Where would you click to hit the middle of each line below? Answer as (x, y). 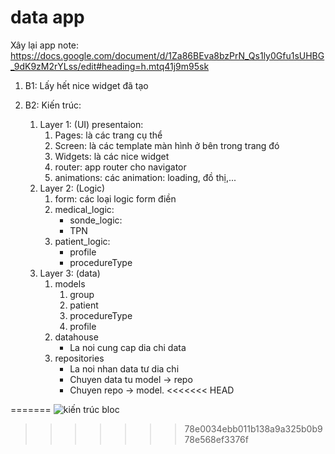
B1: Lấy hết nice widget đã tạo (86, 85)
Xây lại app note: (45, 45)
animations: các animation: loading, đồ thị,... (145, 177)
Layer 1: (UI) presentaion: (91, 124)
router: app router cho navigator (120, 167)
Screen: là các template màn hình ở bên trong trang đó (167, 145)
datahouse (76, 337)
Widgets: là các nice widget (112, 156)
